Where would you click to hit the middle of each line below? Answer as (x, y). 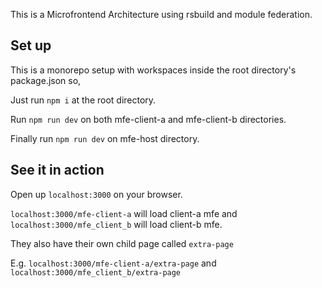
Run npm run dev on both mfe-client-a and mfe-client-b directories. (148, 119)
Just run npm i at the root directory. (83, 100)
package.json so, (46, 80)
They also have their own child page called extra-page (122, 243)
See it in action (57, 170)
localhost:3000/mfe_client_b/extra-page (96, 272)
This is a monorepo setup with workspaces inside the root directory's (153, 70)
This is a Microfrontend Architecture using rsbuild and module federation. (161, 14)
